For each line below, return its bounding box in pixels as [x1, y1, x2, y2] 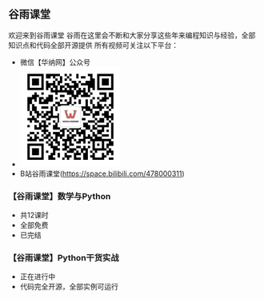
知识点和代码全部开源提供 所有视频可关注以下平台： [8, 40, 178, 50]
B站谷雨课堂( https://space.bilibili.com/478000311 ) [19, 169, 186, 178]
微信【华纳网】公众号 [19, 57, 90, 66]
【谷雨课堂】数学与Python [8, 190, 111, 201]
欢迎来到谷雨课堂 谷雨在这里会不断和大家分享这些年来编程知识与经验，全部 [8, 30, 256, 40]
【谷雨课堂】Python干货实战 [8, 253, 119, 264]
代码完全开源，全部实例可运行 [19, 282, 118, 292]
